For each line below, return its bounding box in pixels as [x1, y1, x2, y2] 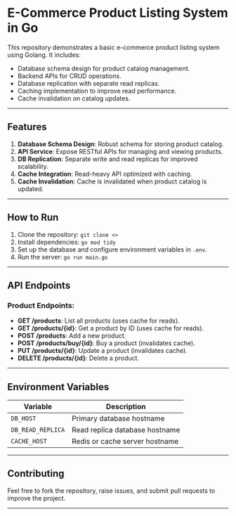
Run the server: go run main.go [17, 252, 108, 261]
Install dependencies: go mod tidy [17, 238, 116, 246]
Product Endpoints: [7, 300, 75, 310]
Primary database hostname [71, 413, 165, 423]
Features [7, 121, 47, 133]
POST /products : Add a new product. [17, 332, 126, 340]
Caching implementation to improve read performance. [17, 86, 177, 95]
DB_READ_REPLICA [11, 426, 65, 434]
